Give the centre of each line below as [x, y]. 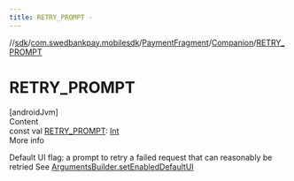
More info [27, 140]
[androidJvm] [34, 112]
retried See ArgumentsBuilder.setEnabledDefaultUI [102, 166]
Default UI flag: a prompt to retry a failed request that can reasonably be [141, 157]
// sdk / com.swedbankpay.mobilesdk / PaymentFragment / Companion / [133, 42]
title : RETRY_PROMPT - [51, 17]
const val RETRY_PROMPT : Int [64, 131]
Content [24, 121]
